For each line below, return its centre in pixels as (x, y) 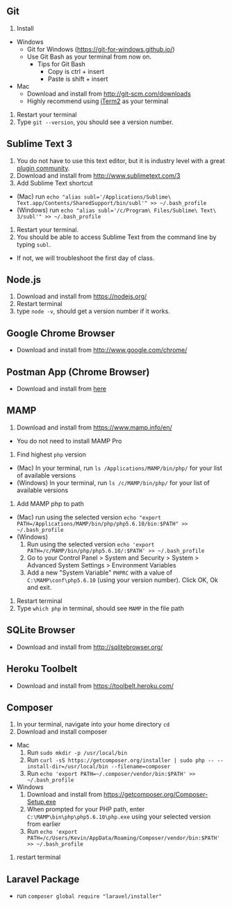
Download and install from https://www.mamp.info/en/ (94, 427)
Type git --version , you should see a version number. (95, 122)
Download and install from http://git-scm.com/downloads (109, 93)
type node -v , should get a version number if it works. (93, 311)
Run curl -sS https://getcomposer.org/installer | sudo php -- (121, 760)
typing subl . (34, 244)
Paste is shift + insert (78, 79)
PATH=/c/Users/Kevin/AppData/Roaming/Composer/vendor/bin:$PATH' (123, 838)
